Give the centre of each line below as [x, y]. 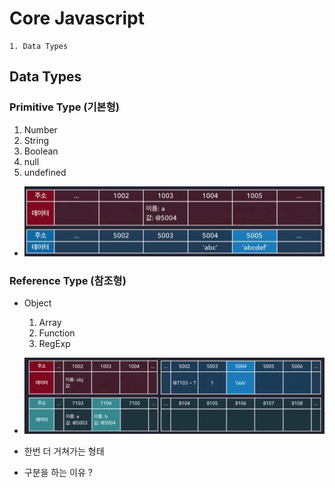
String [36, 140]
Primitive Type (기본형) [64, 107]
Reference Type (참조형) [68, 281]
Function [57, 333]
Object [37, 303]
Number [40, 129]
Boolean [41, 151]
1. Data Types [39, 46]
